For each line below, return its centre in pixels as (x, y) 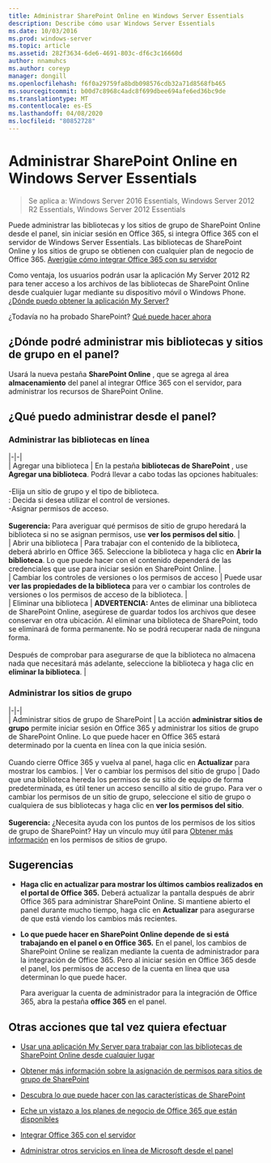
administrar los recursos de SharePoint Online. (86, 391)
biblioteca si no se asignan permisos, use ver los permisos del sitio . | (124, 535)
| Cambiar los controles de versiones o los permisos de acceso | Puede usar (135, 577)
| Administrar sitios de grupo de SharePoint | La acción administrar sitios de (135, 719)
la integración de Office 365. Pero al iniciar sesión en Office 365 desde (138, 960)
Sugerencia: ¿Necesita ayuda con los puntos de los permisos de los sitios (132, 823)
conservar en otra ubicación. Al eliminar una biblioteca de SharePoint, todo (133, 620)
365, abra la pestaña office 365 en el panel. (93, 1002)
